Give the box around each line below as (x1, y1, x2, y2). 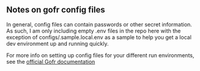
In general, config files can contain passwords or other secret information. (6, 20, 193, 28)
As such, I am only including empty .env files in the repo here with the (6, 27, 181, 34)
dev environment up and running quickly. (6, 40, 109, 47)
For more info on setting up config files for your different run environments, (6, 51, 195, 59)
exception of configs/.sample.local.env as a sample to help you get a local (6, 33, 191, 41)
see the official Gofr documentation (6, 58, 95, 65)
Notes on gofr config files (6, 5, 105, 15)
